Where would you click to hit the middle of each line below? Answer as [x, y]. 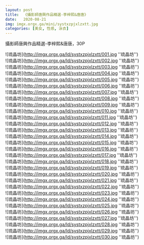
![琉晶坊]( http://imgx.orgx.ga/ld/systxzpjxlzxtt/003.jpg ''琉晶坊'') [72, 67]
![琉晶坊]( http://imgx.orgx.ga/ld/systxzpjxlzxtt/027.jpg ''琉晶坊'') [72, 218]
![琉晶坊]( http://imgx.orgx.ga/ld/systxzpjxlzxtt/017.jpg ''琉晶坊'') [71, 155]
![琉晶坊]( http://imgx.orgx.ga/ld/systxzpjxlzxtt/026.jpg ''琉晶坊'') [72, 212]
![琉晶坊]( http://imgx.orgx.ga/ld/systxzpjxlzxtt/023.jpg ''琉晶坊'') [72, 193]
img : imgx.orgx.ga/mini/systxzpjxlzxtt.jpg [52, 24]
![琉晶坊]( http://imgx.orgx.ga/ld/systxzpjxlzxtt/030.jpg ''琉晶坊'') [72, 237]
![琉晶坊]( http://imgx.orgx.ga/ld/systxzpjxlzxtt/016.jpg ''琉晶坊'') [72, 149]
